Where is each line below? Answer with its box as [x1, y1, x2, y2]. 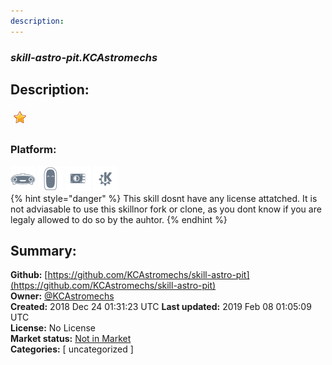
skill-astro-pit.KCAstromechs [10, 50, 158, 64]
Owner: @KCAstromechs [10, 290, 115, 302]
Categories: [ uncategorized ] [10, 343, 134, 355]
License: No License [10, 322, 96, 334]
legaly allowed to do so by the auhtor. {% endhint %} [10, 213, 228, 225]
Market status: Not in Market [10, 333, 132, 345]
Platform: [10, 143, 57, 157]
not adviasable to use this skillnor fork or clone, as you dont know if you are [10, 203, 322, 215]
